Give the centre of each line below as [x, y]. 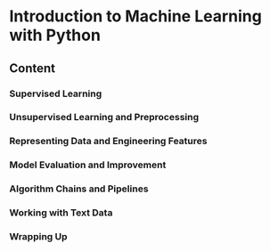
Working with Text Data [61, 213]
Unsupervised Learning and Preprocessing [104, 117]
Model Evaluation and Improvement [88, 165]
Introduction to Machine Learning [136, 16]
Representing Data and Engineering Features [108, 142]
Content [33, 68]
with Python [55, 35]
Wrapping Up [39, 237]
